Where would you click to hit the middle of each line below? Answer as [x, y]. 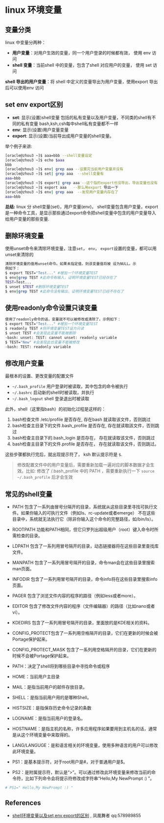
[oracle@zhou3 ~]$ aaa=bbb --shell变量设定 [48, 155]
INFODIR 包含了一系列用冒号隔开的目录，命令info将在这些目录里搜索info [85, 579]
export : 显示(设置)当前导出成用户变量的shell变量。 [63, 136]
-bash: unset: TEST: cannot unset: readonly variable [61, 337]
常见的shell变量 [29, 494]
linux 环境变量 [34, 10]
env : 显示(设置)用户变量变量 [40, 129]
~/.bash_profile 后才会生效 [45, 477]
